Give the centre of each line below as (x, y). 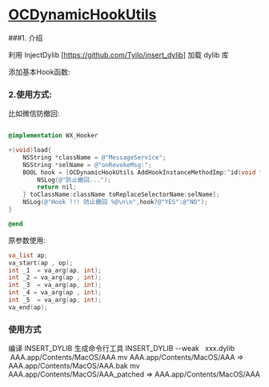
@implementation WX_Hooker (53, 136)
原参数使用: (27, 240)
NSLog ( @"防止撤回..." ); (74, 180)
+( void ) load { (30, 150)
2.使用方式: (30, 94)
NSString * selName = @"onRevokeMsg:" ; (87, 165)
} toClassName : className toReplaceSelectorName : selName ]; (121, 195)
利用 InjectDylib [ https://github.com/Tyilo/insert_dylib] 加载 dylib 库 (119, 54)
